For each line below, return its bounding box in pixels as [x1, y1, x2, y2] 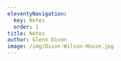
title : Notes [7, 29, 45, 37]
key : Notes [13, 17, 45, 24]
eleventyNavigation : [7, 10, 68, 18]
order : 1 [13, 23, 39, 30]
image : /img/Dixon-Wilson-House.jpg [7, 43, 114, 50]
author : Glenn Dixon [7, 36, 68, 43]
